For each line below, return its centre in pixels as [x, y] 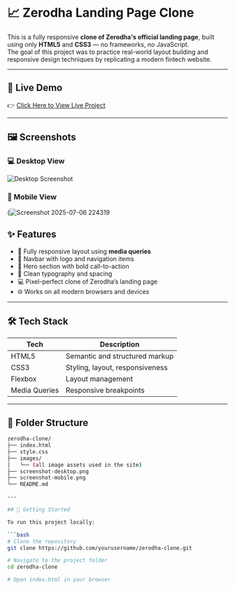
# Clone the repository [42, 541]
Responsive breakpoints [105, 391]
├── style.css [28, 451]
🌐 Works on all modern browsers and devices [83, 291]
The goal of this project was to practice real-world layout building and [108, 52]
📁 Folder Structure [48, 422]
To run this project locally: [51, 522]
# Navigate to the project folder [58, 561]
